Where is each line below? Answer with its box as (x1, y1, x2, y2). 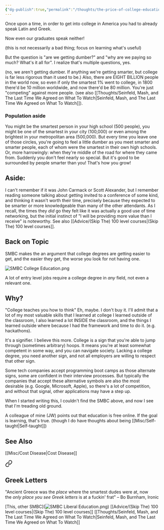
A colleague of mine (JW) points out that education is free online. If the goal (5, 413, 158, 418)
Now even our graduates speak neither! (5, 35, 85, 41)
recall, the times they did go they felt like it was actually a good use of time (5, 207, 155, 213)
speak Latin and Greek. (5, 25, 52, 32)
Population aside (5, 112, 46, 119)
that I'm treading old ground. (5, 403, 62, 409)
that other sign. (5, 358, 36, 364)
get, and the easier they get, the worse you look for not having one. (5, 255, 141, 262)
